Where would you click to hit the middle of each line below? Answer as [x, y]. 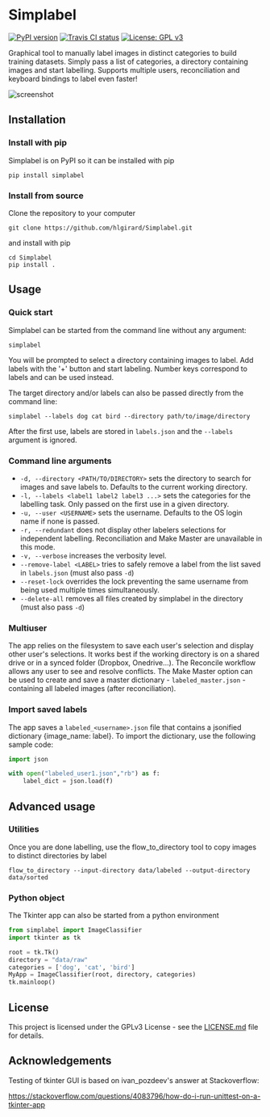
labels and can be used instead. [61, 377]
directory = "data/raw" [48, 959]
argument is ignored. [43, 440]
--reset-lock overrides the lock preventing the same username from [134, 581]
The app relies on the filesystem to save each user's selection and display [131, 646]
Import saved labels [48, 710]
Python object [37, 897]
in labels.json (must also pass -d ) [77, 572]
